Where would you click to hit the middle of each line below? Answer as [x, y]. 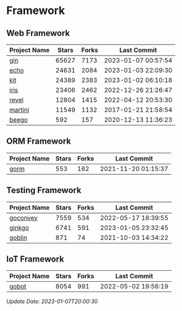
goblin [18, 237]
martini [19, 110]
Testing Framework [44, 190]
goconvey [24, 218]
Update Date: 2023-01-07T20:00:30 [52, 301]
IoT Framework [35, 259]
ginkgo [19, 228]
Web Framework [38, 33]
